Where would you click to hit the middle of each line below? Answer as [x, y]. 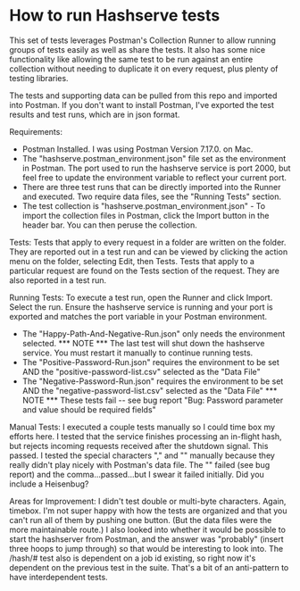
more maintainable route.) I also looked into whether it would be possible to [147, 529]
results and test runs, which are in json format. [95, 114]
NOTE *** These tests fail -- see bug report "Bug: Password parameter [153, 400]
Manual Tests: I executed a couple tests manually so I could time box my [142, 427]
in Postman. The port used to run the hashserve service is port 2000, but [156, 168]
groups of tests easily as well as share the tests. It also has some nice [137, 49]
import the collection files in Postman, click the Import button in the [146, 215]
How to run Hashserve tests [115, 16]
